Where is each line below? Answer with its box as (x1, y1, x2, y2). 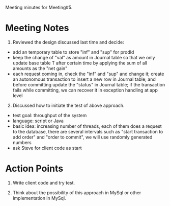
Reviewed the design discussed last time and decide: (12, 39, 124, 45)
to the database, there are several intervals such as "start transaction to (12, 128, 163, 134)
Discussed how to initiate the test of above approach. (12, 102, 125, 108)
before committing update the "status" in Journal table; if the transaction (12, 81, 165, 87)
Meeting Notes (5, 22, 69, 34)
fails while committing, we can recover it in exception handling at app (12, 87, 158, 93)
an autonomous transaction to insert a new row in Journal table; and (12, 76, 156, 82)
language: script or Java (12, 118, 64, 124)
